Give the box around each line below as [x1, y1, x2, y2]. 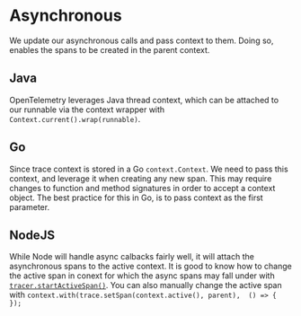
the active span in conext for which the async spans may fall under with [9, 270, 276, 281]
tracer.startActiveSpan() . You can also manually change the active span [9, 280, 283, 291]
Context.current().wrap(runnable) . [9, 113, 141, 124]
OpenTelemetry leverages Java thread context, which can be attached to [9, 94, 279, 105]
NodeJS [9, 227, 56, 242]
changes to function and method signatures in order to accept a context [9, 182, 276, 193]
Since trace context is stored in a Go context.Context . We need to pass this [9, 163, 289, 174]
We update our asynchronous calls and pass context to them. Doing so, [9, 35, 274, 46]
